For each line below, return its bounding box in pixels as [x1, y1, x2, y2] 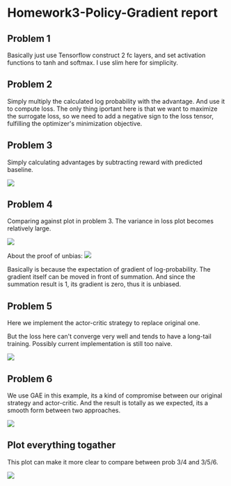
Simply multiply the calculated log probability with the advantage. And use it [7, 97, 225, 105]
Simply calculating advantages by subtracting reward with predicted [7, 158, 203, 166]
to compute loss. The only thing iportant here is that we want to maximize [7, 104, 218, 113]
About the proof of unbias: [7, 252, 83, 260]
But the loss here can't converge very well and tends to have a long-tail [7, 332, 212, 340]
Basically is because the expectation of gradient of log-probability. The [7, 265, 211, 274]
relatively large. [7, 224, 51, 233]
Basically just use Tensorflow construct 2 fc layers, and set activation [7, 51, 206, 59]
